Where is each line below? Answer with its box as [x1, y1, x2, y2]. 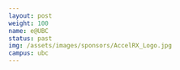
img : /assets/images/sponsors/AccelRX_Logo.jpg [8, 42, 173, 50]
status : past [8, 34, 53, 43]
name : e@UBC [8, 27, 49, 35]
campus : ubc [8, 49, 49, 57]
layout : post [8, 11, 53, 20]
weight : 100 [8, 19, 49, 27]
